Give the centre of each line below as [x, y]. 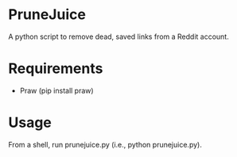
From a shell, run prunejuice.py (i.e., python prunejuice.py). [105, 144]
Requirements [56, 69]
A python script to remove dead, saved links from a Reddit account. [118, 36]
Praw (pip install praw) [56, 90]
